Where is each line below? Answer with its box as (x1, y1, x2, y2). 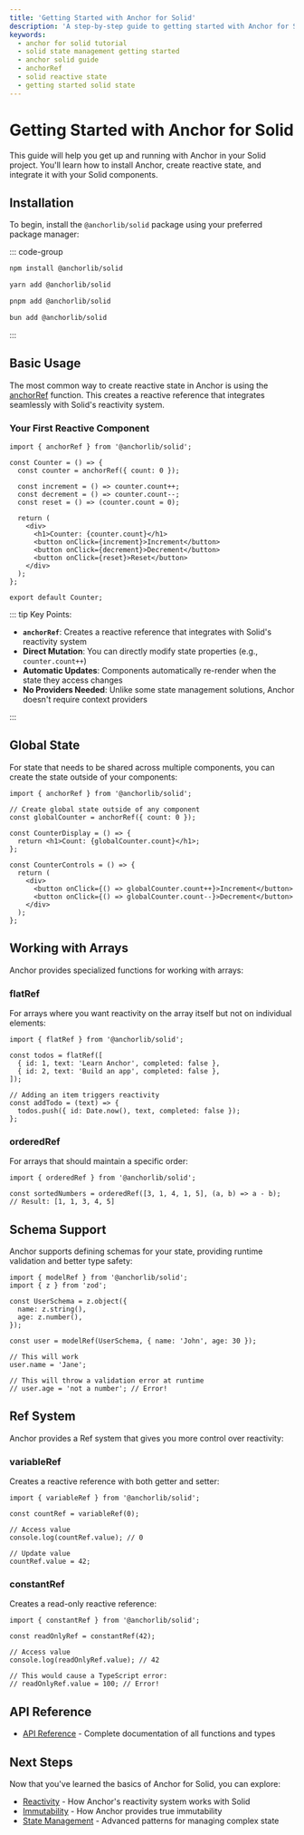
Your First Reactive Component (9, 422, 150, 434)
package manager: (9, 228, 80, 240)
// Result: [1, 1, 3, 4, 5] (9, 1198, 116, 1207)
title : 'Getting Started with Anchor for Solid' (9, 13, 196, 23)
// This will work (9, 1353, 79, 1362)
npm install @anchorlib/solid (9, 264, 124, 273)
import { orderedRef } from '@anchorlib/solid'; (9, 1173, 196, 1183)
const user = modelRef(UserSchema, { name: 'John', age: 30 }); (9, 1336, 257, 1346)
